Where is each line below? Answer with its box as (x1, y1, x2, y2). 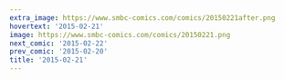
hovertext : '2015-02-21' (9, 22, 104, 31)
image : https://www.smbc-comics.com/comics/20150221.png (9, 30, 231, 39)
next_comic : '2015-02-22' (9, 38, 108, 48)
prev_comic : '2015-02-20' (9, 47, 108, 56)
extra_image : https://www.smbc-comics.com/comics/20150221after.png (9, 13, 276, 23)
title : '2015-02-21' (9, 55, 89, 64)
